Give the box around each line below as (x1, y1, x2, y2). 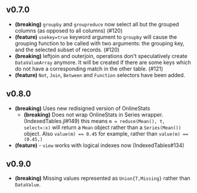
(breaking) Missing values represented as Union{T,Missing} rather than (14, 174, 190, 182)
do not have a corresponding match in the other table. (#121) (14, 65, 164, 72)
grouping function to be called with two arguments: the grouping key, (14, 39, 185, 47)
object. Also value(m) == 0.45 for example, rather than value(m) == (23, 130, 189, 137)
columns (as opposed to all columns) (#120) (14, 27, 123, 34)
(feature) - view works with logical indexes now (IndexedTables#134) (14, 142, 185, 149)
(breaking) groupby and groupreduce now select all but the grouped (14, 20, 180, 27)
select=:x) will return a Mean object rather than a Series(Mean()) (23, 124, 182, 131)
